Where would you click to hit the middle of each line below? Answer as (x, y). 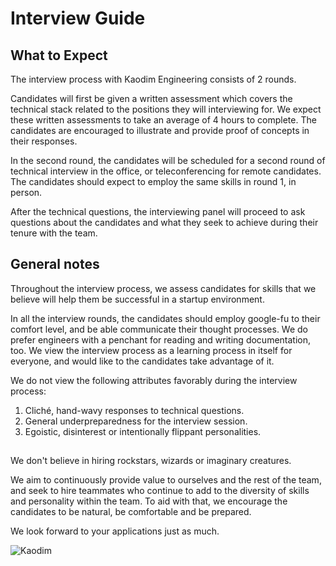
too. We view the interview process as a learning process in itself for (151, 350)
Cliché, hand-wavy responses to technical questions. (134, 410)
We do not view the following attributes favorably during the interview (154, 380)
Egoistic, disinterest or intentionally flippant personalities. (143, 431)
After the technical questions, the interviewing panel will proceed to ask (158, 211)
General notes (55, 264)
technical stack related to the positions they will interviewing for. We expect (166, 109)
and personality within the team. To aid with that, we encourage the (149, 501)
